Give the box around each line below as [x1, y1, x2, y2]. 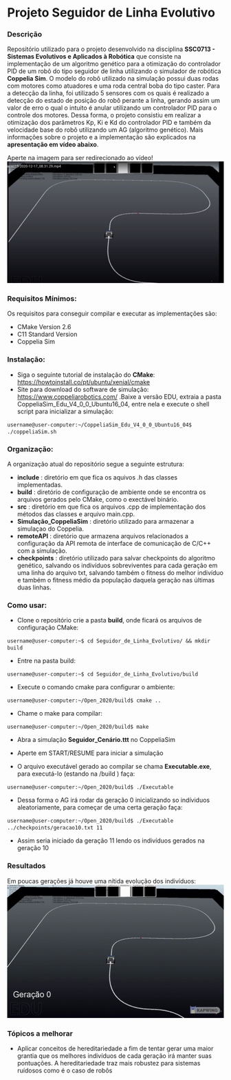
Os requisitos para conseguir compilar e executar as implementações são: [7, 309, 217, 318]
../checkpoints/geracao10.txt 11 [7, 825, 103, 832]
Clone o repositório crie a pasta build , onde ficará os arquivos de [16, 616, 202, 625]
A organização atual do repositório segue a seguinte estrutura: [7, 460, 184, 468]
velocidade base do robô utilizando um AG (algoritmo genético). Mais [7, 126, 204, 134]
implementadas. [16, 480, 63, 489]
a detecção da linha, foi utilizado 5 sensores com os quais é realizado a [7, 89, 210, 97]
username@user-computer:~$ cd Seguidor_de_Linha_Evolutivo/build [7, 671, 198, 678]
